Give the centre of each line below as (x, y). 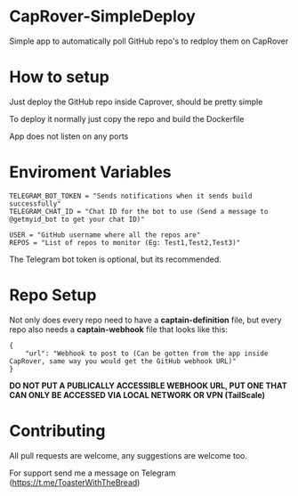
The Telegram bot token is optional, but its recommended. (116, 259)
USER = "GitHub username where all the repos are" (105, 235)
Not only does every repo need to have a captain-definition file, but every (145, 320)
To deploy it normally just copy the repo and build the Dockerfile (127, 118)
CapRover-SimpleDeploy (102, 16)
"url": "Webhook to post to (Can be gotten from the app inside (147, 354)
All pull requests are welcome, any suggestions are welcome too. (128, 455)
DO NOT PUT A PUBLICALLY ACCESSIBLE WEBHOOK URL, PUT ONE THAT (148, 386)
